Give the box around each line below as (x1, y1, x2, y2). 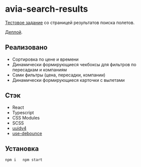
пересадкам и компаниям (12, 67, 67, 72)
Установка (5, 144, 39, 153)
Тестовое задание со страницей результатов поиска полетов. (5, 20, 135, 25)
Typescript (12, 109, 34, 116)
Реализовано (5, 43, 48, 52)
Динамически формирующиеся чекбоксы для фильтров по (12, 61, 137, 67)
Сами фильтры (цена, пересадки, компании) (12, 72, 106, 78)
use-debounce (12, 130, 43, 136)
